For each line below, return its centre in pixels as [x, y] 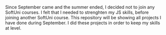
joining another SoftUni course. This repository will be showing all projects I [83, 17]
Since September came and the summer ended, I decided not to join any [80, 7]
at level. [13, 28]
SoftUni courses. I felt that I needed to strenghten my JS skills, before [77, 12]
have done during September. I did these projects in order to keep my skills [83, 23]
